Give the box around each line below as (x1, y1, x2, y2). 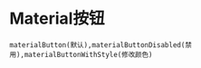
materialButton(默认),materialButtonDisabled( (9, 40, 186, 50)
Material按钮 (9, 8, 105, 29)
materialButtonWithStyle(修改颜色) (24, 50, 153, 59)
